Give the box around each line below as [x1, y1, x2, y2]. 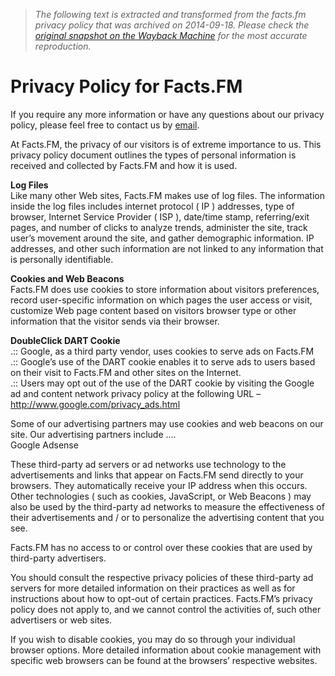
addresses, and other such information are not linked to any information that [10, 242, 324, 254]
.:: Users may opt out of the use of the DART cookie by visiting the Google [10, 377, 315, 389]
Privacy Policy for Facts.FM [10, 75, 243, 98]
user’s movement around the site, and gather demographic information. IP [10, 232, 315, 244]
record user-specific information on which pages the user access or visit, [10, 294, 313, 306]
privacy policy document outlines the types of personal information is [10, 149, 297, 161]
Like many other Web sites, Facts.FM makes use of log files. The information [10, 189, 325, 201]
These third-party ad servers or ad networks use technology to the [10, 458, 287, 470]
